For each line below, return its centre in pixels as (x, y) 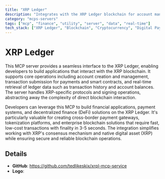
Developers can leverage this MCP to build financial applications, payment (80, 107)
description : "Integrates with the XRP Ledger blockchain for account (79, 14)
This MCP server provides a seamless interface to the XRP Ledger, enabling (82, 66)
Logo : (18, 171)
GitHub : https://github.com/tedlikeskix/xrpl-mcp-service (69, 166)
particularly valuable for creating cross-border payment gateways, (72, 118)
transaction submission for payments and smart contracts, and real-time (78, 82)
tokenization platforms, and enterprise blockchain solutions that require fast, (82, 123)
